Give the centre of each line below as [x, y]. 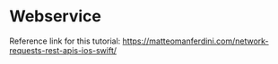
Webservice [55, 16]
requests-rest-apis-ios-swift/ [63, 50]
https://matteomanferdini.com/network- [195, 41]
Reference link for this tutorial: [65, 41]
